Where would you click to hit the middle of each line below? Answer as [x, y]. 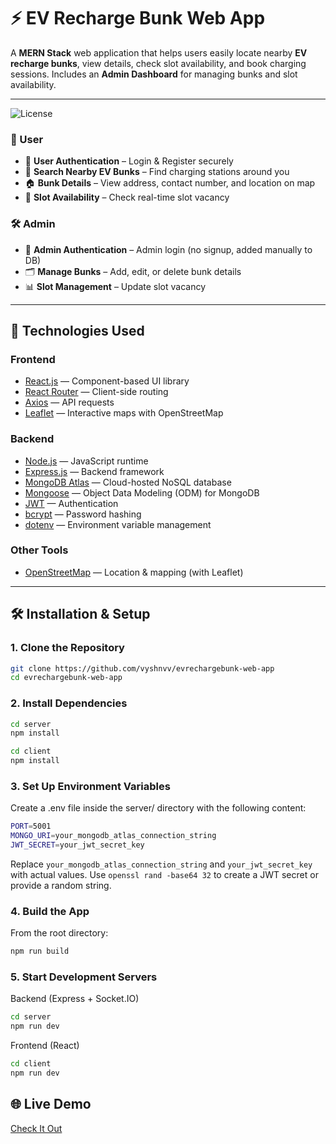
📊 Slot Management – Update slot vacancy [115, 286]
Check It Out [36, 1128]
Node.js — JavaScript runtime [86, 461]
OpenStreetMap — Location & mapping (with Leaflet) [134, 572]
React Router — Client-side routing [96, 392]
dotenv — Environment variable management [118, 524]
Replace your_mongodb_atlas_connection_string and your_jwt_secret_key [161, 864]
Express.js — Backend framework [94, 471]
